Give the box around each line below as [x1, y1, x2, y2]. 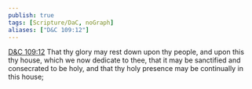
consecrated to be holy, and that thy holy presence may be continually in [8, 64, 243, 73]
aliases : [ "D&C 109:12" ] [8, 26, 89, 34]
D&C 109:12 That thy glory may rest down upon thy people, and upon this [8, 48, 245, 57]
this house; [8, 72, 45, 82]
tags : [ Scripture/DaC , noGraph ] [8, 19, 114, 27]
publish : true [8, 11, 55, 20]
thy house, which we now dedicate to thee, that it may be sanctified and [8, 55, 241, 65]
